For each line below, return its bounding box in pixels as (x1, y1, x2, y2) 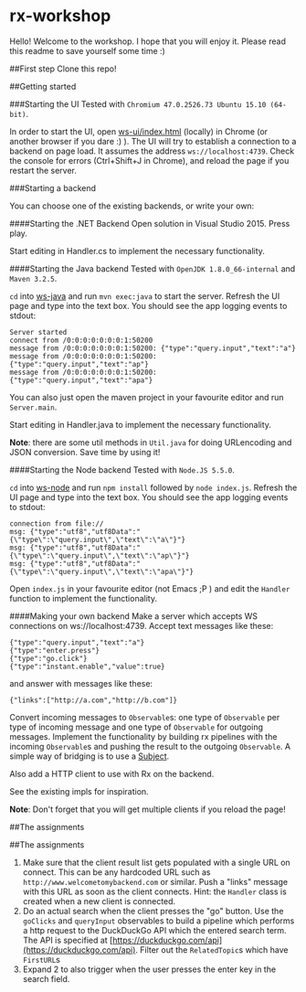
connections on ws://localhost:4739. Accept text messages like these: (9, 620, 274, 631)
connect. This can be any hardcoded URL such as (22, 866, 211, 878)
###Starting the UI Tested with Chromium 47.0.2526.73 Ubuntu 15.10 (9, 98, 267, 110)
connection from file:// (9, 518, 104, 528)
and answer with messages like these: (9, 677, 153, 688)
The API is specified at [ (22, 934, 113, 945)
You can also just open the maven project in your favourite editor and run (9, 391, 284, 402)
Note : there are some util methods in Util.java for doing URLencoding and (9, 436, 292, 448)
